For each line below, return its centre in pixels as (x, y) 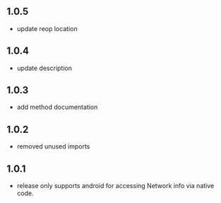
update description (44, 68)
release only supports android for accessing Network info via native (115, 186)
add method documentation (57, 107)
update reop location (47, 28)
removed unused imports (53, 146)
